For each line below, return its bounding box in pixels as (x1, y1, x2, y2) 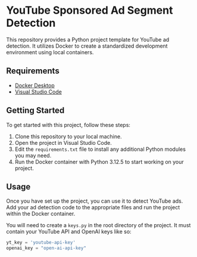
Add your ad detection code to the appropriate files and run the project (6, 204, 180, 211)
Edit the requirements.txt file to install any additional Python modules (14, 145, 186, 153)
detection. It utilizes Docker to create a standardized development (6, 42, 168, 49)
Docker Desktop (14, 82, 55, 89)
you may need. (14, 151, 52, 159)
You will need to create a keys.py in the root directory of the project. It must (6, 222, 191, 229)
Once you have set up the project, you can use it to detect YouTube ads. (6, 197, 183, 205)
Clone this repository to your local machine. (14, 132, 122, 140)
